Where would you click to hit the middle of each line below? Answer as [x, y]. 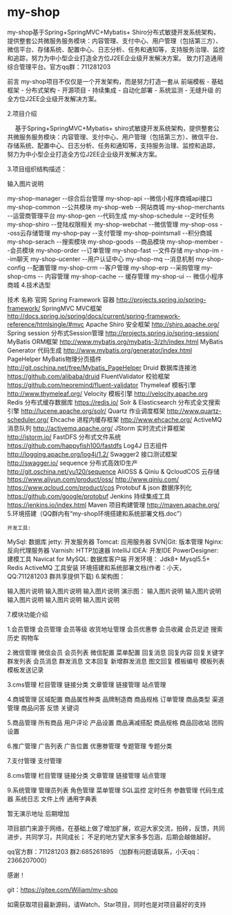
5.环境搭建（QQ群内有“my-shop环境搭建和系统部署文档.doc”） [96, 513]
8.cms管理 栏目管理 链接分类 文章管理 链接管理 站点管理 [87, 775]
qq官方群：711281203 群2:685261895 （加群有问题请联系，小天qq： [104, 851]
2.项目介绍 [22, 113]
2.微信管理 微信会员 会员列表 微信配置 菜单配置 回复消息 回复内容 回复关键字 [116, 652]
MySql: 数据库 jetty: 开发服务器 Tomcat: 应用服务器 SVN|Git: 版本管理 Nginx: [115, 542]
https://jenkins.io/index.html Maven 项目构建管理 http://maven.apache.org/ [113, 505]
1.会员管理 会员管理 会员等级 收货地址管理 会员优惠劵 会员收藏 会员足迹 [108, 629]
